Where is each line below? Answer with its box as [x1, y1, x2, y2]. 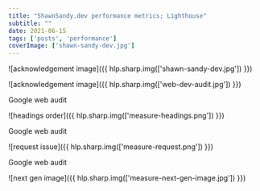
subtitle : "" [8, 19, 52, 27]
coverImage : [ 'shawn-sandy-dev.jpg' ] [8, 42, 135, 50]
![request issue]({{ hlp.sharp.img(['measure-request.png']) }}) [8, 142, 214, 152]
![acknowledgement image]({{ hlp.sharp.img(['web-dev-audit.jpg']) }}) [8, 80, 241, 89]
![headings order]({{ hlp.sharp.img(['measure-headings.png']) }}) [8, 110, 225, 121]
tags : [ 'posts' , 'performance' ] [8, 34, 117, 43]
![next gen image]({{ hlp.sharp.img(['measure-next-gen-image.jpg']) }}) [8, 173, 246, 183]
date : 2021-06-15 [8, 27, 67, 35]
